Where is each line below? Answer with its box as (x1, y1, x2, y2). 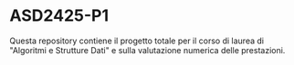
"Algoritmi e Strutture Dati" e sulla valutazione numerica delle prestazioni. (9, 44, 286, 55)
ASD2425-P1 (9, 5, 110, 26)
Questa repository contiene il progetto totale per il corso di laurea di (9, 35, 265, 46)
